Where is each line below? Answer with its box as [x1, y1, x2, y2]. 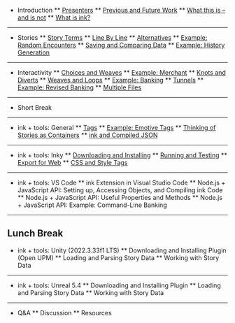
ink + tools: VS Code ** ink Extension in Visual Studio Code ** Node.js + [17, 178, 226, 187]
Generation [17, 48, 50, 57]
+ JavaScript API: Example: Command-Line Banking [17, 201, 167, 209]
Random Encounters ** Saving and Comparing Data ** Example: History [17, 41, 225, 49]
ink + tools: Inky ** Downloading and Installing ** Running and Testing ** [17, 151, 227, 159]
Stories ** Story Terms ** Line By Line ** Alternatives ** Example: [17, 34, 208, 41]
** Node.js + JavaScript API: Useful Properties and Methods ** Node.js [17, 194, 222, 201]
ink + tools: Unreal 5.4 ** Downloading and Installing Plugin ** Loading [17, 281, 222, 289]
